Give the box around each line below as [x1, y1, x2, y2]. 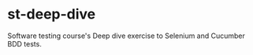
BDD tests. [7, 39, 43, 48]
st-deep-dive [7, 5, 96, 23]
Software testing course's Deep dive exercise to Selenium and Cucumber [7, 31, 246, 40]
